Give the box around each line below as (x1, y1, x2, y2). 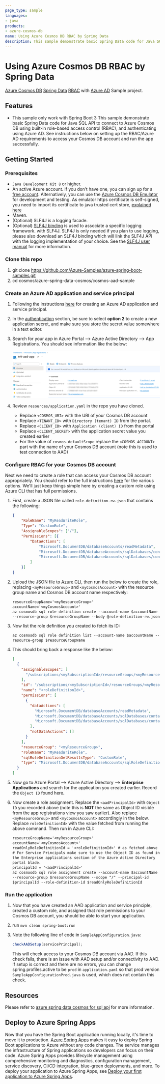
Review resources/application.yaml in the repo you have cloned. (12, 403, 144, 409)
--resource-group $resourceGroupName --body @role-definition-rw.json (12, 614, 160, 619)
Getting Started (5, 155, 54, 164)
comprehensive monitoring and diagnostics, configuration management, (5, 1057, 151, 1063)
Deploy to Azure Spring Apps (5, 1019, 96, 1027)
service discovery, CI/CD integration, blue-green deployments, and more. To (5, 1063, 160, 1069)
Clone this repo (5, 256, 43, 263)
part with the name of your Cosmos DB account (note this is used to (19, 444, 157, 450)
